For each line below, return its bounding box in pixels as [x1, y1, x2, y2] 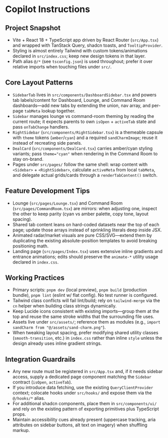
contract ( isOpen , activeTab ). [12, 379, 72, 385]
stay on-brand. [12, 156, 44, 162]
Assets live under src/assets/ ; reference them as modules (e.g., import [12, 319, 161, 325]
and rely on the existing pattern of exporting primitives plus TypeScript [12, 406, 159, 412]
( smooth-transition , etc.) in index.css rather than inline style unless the [12, 335, 162, 341]
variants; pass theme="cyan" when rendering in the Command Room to [12, 150, 158, 157]
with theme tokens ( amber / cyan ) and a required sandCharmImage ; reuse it [12, 135, 157, 141]
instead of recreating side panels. [12, 140, 82, 146]
